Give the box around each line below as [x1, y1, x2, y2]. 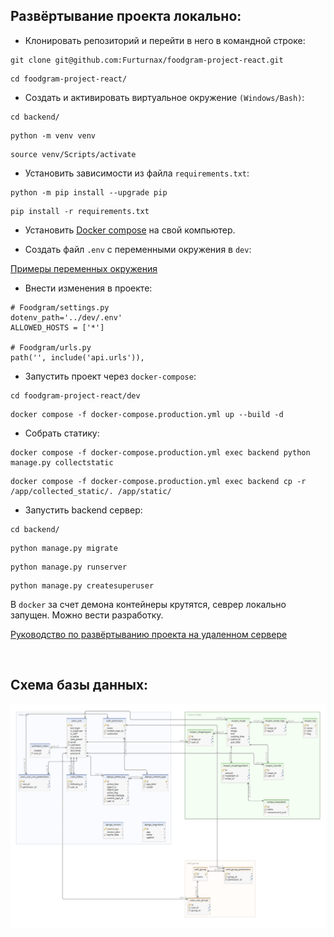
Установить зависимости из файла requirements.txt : [24, 167, 250, 179]
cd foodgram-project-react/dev [10, 390, 141, 401]
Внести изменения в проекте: [24, 282, 153, 294]
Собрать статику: [24, 427, 100, 439]
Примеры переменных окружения [10, 262, 158, 274]
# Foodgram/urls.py [10, 342, 92, 353]
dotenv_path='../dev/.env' [10, 312, 123, 323]
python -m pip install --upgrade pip [10, 187, 168, 198]
